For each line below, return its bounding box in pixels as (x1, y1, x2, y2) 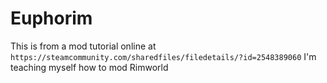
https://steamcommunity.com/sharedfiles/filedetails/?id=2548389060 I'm (10, 50, 317, 62)
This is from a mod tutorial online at (10, 40, 157, 52)
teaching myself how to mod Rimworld (10, 61, 169, 73)
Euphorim (10, 7, 93, 30)
